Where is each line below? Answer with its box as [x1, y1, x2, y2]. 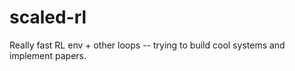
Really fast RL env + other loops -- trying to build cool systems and [9, 39, 286, 51]
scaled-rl [9, 6, 87, 29]
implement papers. [9, 49, 87, 61]
